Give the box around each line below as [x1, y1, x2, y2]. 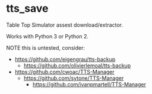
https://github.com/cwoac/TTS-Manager [14, 68, 115, 75]
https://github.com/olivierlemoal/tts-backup [23, 61, 131, 69]
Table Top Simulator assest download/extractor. [6, 21, 123, 28]
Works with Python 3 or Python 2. [6, 33, 89, 40]
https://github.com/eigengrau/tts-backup [14, 56, 116, 63]
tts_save [6, 2, 49, 15]
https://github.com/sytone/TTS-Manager [23, 74, 124, 82]
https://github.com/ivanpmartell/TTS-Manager [32, 80, 147, 87]
